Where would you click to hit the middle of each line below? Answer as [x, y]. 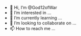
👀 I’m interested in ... [30, 13]
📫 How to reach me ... [32, 28]
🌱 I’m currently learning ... [36, 18]
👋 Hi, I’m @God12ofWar [33, 8]
